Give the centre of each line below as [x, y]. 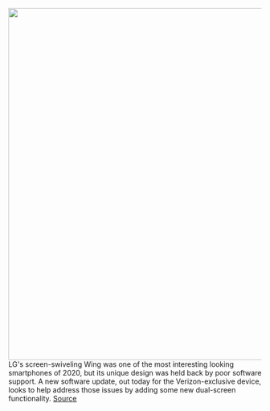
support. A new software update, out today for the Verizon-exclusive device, [135, 381]
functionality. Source [43, 399]
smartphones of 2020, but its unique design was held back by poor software [135, 373]
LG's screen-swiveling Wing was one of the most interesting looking [121, 364]
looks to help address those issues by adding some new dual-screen [122, 390]
